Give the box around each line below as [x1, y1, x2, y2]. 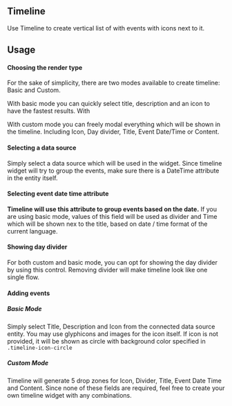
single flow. [7, 273, 40, 281]
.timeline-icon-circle [7, 344, 72, 351]
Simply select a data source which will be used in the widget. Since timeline [7, 159, 222, 167]
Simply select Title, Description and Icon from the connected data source [7, 322, 215, 330]
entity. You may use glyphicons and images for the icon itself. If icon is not [7, 329, 219, 338]
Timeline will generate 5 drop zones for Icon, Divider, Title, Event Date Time [7, 376, 222, 385]
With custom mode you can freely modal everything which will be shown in [7, 121, 221, 129]
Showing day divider [7, 242, 68, 251]
